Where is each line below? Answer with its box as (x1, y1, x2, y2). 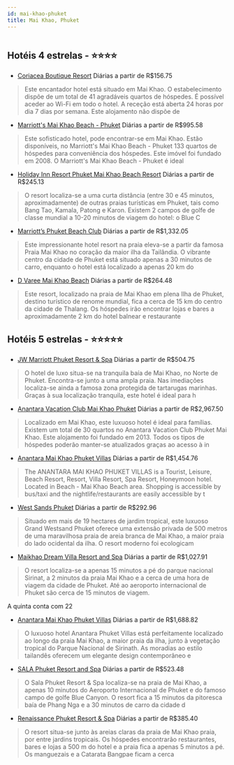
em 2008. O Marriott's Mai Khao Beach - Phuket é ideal (24, 156, 184, 165)
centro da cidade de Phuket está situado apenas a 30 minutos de (24, 256, 212, 264)
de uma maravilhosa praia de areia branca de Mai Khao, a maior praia (24, 532, 225, 540)
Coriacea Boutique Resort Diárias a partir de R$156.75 (17, 71, 173, 80)
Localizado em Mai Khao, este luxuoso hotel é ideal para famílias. (24, 418, 213, 427)
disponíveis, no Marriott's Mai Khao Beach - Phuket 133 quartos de (24, 142, 217, 150)
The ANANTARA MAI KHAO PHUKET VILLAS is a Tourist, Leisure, (24, 467, 212, 476)
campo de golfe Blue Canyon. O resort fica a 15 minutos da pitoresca (24, 693, 223, 702)
